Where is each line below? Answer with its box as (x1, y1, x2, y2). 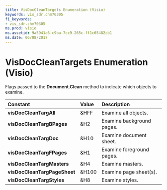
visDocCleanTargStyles (7, 177, 65, 184)
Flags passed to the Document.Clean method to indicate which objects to (5, 83, 157, 90)
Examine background (101, 117, 152, 124)
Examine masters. (101, 160, 143, 167)
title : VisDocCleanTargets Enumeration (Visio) (5, 7, 106, 12)
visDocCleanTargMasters (7, 160, 69, 167)
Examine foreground (101, 146, 149, 153)
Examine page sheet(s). (101, 168, 158, 175)
